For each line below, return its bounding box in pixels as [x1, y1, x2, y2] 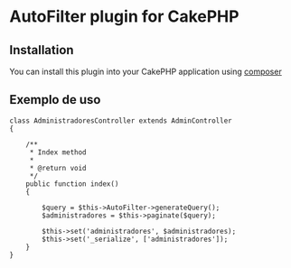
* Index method [29, 147, 88, 157]
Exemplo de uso [9, 92, 101, 107]
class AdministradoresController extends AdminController [9, 116, 232, 125]
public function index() [25, 179, 119, 189]
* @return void [29, 163, 88, 172]
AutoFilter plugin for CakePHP [9, 6, 239, 27]
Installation [9, 42, 74, 58]
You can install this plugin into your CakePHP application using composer [9, 66, 282, 77]
